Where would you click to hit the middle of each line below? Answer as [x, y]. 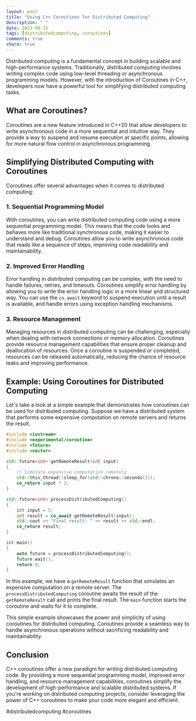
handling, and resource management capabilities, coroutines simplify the [94, 682]
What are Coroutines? [47, 111]
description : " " [27, 22]
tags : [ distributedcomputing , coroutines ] [59, 33]
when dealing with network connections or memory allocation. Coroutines [95, 338]
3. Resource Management [43, 319]
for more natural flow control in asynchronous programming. [79, 143]
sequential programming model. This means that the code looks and [88, 226]
